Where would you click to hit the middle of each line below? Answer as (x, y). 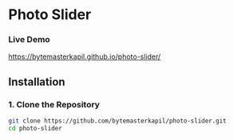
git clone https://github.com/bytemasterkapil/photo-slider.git (117, 121)
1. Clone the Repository (54, 104)
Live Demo (29, 40)
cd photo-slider (35, 129)
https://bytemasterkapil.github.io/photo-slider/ (85, 56)
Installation (37, 82)
